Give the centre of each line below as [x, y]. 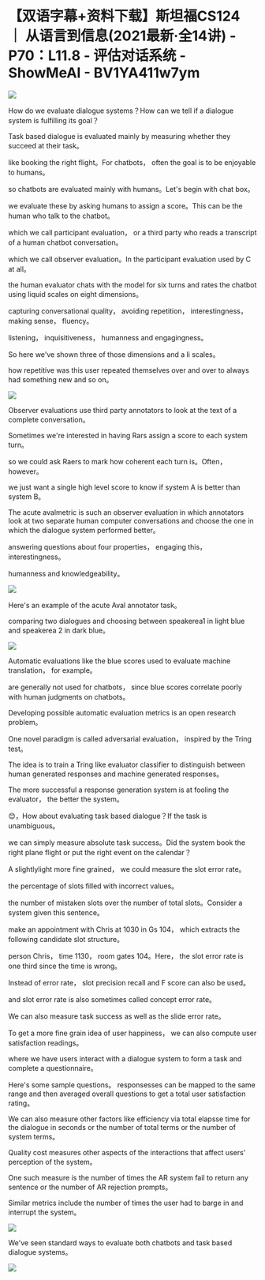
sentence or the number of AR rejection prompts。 [90, 1187]
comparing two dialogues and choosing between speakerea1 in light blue [127, 621]
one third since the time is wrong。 [65, 966]
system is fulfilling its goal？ [54, 120]
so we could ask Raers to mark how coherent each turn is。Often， [118, 461]
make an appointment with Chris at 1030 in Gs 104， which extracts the [124, 929]
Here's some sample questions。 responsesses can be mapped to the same [132, 1085]
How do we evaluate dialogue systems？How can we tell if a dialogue [121, 111]
